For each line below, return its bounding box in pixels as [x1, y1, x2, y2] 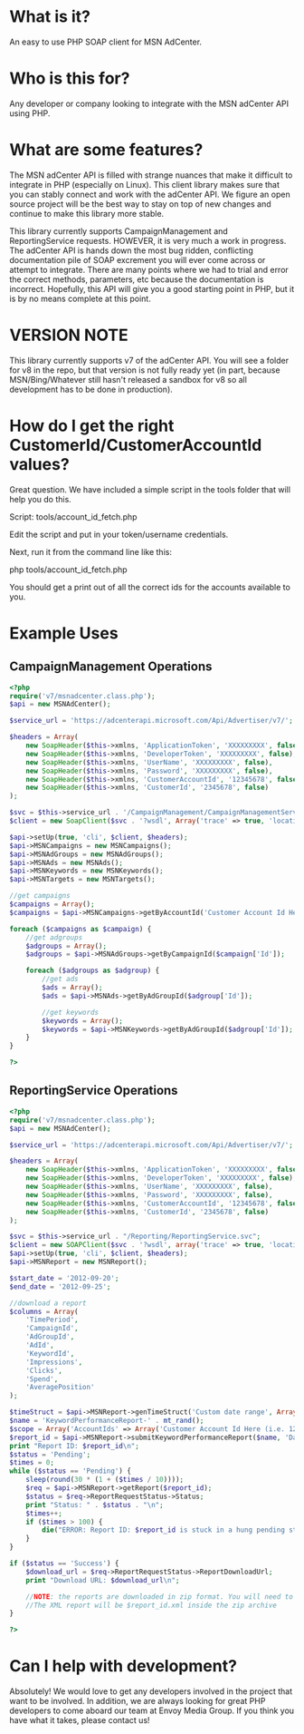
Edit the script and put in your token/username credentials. [9, 529, 229, 540]
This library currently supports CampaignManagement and [9, 225, 228, 237]
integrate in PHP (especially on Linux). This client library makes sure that [9, 179, 280, 190]
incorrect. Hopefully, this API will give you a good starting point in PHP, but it [9, 283, 295, 294]
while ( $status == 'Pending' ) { [9, 1466, 131, 1476]
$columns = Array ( [9, 1307, 79, 1316]
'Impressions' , [25, 1358, 83, 1367]
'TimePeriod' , [25, 1315, 79, 1325]
